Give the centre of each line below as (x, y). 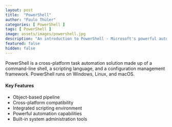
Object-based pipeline (36, 97)
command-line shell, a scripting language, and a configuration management (85, 68)
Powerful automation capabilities (47, 113)
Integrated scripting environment (47, 108)
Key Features (20, 86)
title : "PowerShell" (28, 15)
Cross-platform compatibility (43, 102)
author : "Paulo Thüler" (31, 20)
